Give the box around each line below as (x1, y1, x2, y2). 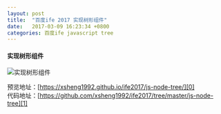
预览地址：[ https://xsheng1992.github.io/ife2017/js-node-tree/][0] (7, 83, 195, 91)
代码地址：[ (7, 91, 40, 100)
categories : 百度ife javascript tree (7, 29, 114, 37)
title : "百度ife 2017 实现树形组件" (7, 17, 108, 23)
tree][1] (7, 99, 28, 108)
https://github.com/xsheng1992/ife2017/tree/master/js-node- (39, 91, 214, 100)
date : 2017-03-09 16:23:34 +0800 (7, 23, 110, 30)
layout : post (7, 10, 45, 17)
